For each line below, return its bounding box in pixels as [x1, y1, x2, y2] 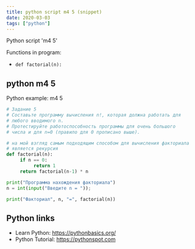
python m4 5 [6, 78, 56, 88]
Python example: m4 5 [6, 95, 63, 102]
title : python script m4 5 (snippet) [6, 9, 102, 15]
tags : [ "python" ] [6, 20, 51, 26]
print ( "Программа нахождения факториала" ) [6, 179, 116, 186]
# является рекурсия [6, 146, 59, 152]
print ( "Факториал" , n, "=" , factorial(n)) [6, 196, 116, 202]
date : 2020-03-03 [6, 15, 51, 21]
